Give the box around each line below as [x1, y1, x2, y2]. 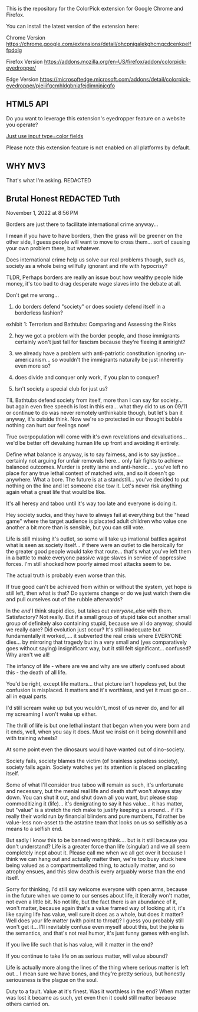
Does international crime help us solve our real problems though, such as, [6, 256, 186, 263]
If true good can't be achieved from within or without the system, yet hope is [6, 584, 192, 591]
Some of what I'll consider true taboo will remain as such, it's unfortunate [6, 781, 184, 788]
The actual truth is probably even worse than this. [6, 572, 127, 579]
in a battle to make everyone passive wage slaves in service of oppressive [6, 554, 187, 561]
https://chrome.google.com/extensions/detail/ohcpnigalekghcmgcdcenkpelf [6, 41, 192, 47]
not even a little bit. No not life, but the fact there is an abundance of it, [6, 898, 178, 905]
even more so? [14, 362, 51, 369]
